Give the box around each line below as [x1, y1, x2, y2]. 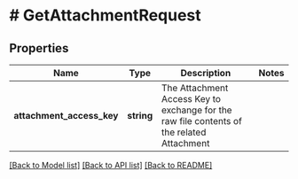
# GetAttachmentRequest [9, 5, 201, 26]
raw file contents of [161, 115, 242, 127]
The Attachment [161, 82, 229, 94]
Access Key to [161, 93, 222, 105]
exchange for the [161, 104, 232, 116]
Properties [9, 41, 69, 56]
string [127, 110, 153, 121]
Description [180, 67, 231, 79]
